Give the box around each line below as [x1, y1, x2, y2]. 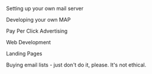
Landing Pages [6, 50, 42, 57]
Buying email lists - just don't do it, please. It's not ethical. [6, 61, 146, 68]
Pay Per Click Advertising [6, 27, 68, 34]
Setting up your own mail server [6, 5, 84, 12]
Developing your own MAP [6, 16, 71, 23]
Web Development [6, 39, 51, 45]
